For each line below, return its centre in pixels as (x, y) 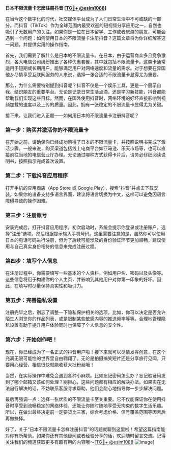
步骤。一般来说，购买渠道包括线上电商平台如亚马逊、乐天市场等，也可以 (85, 148)
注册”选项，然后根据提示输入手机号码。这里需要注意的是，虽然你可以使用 (89, 233)
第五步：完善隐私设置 (31, 300)
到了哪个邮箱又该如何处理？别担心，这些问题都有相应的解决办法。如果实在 (83, 382)
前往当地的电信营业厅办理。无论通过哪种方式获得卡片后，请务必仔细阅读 (85, 155)
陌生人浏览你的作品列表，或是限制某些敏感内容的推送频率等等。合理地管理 (83, 319)
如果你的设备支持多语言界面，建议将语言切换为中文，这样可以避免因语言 (90, 194)
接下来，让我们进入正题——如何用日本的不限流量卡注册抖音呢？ (72, 115)
